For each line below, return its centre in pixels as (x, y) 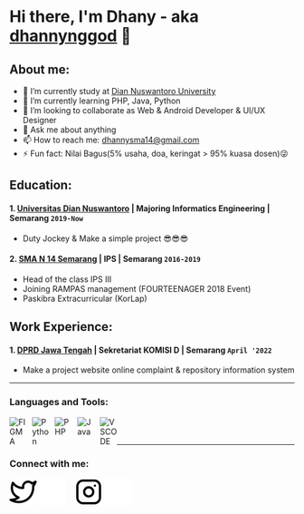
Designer (39, 120)
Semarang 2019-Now (47, 218)
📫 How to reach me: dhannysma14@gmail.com (111, 140)
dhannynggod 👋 (71, 36)
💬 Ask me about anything (69, 130)
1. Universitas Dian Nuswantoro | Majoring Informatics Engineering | (140, 208)
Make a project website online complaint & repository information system (158, 370)
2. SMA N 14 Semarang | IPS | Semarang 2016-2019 (105, 259)
